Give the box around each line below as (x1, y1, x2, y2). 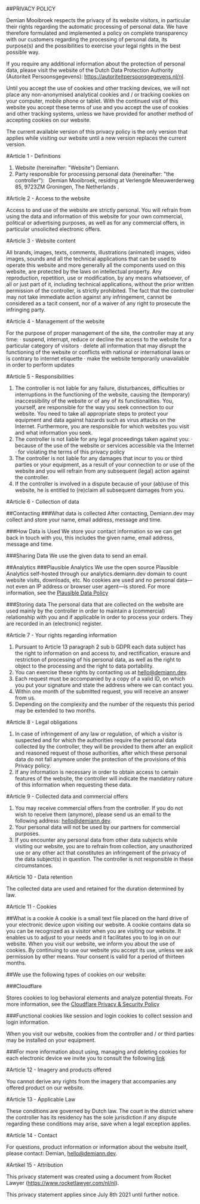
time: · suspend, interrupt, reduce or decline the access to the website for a (6, 336, 192, 343)
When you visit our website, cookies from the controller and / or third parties (6, 1030, 194, 1037)
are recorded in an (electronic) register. (6, 620, 103, 627)
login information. (6, 1019, 50, 1025)
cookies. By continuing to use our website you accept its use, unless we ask (6, 947, 193, 953)
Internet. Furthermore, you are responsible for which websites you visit (14, 423, 189, 430)
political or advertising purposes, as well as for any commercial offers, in (6, 219, 185, 226)
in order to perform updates (6, 361, 75, 368)
